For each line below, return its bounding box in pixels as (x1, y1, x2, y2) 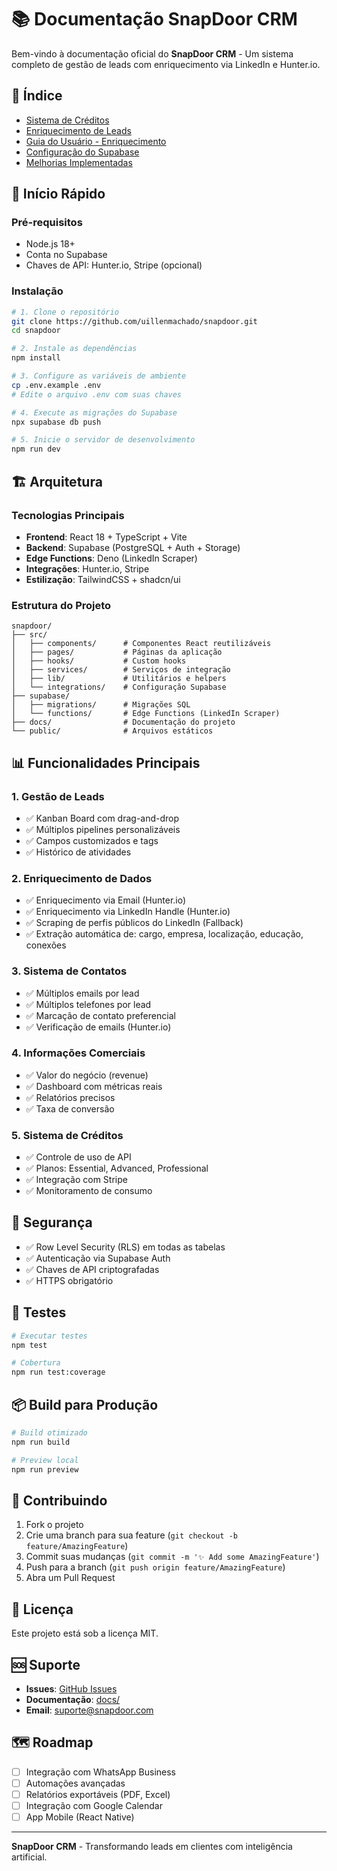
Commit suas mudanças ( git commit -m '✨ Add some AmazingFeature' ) (25, 1551, 320, 1563)
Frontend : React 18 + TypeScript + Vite (25, 531, 188, 543)
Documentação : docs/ (25, 1693, 121, 1705)
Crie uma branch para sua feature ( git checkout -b (25, 1529, 238, 1541)
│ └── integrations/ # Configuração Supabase (11, 682, 227, 693)
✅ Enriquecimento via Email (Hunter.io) (25, 894, 187, 906)
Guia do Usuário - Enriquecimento (25, 135, 167, 147)
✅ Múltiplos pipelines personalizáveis (25, 823, 181, 835)
